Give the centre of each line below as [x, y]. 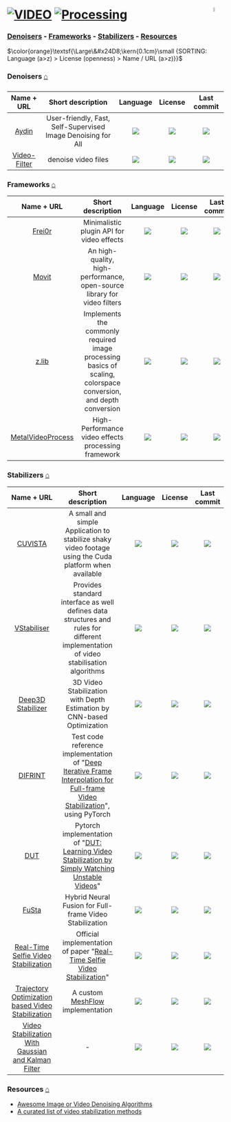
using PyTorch [88, 814]
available [88, 574]
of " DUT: [87, 843]
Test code [87, 737]
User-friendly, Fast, [78, 119]
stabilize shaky [88, 539]
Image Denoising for [78, 136]
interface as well [88, 602]
